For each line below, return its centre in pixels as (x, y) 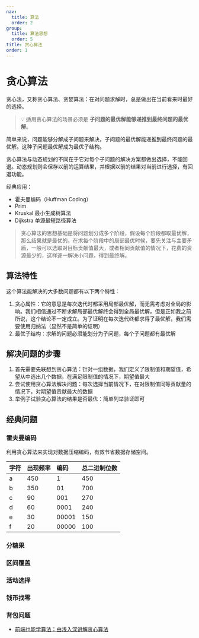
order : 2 (22, 23)
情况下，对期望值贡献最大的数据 (54, 392)
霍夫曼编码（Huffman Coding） (53, 199)
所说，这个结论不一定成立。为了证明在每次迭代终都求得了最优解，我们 (100, 319)
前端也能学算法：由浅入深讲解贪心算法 (61, 629)
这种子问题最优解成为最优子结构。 (63, 147)
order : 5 (22, 39)
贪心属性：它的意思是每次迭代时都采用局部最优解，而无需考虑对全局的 (100, 304)
